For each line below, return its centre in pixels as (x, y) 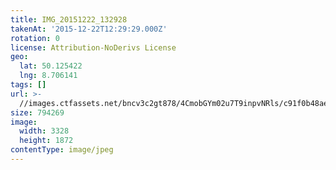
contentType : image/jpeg (62, 150)
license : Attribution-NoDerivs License (93, 47)
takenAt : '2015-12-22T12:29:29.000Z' (89, 29)
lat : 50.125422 (51, 66)
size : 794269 (37, 112)
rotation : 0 (35, 38)
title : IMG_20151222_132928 (69, 19)
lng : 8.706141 (48, 76)
